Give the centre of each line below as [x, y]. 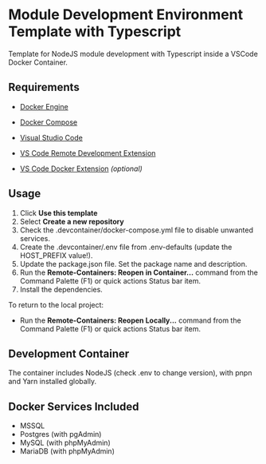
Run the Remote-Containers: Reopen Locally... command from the [130, 320]
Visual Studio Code [51, 137]
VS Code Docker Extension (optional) [81, 169]
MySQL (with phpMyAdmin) [65, 443]
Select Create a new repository [72, 221]
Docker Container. [38, 62]
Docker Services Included [74, 406]
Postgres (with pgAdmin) [61, 434]
